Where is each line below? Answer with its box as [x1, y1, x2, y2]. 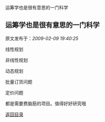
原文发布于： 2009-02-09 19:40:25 [5, 35, 78, 41]
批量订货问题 [5, 79, 32, 85]
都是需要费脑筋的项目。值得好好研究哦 [5, 100, 86, 106]
